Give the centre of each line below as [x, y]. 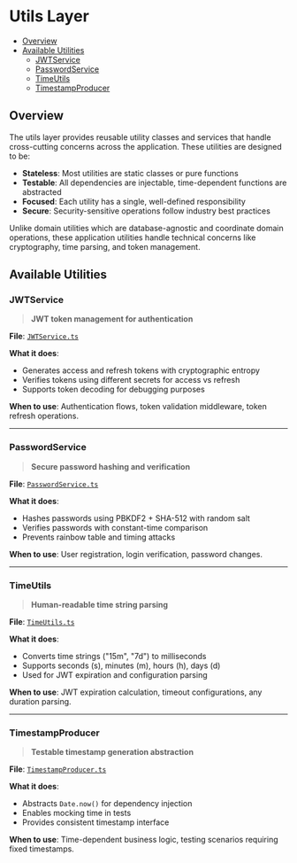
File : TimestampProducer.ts [58, 769]
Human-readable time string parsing [99, 605]
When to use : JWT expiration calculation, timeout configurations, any [136, 692]
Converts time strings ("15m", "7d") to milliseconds [114, 657]
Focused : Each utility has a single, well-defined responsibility [133, 201]
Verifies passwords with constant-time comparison [115, 527]
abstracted [42, 191]
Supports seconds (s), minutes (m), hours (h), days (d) [121, 665]
